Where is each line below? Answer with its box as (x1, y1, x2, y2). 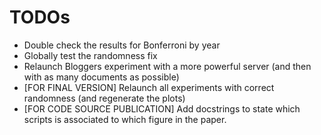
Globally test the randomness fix (23, 49, 158, 61)
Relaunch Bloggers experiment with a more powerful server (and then (23, 60, 312, 72)
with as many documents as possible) (23, 71, 180, 83)
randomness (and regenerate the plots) (23, 92, 186, 104)
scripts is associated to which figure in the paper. (23, 113, 227, 125)
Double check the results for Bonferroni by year (23, 39, 221, 51)
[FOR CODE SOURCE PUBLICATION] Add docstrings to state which (23, 102, 301, 115)
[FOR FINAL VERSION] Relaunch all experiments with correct (23, 81, 275, 93)
